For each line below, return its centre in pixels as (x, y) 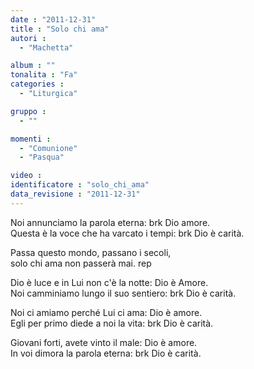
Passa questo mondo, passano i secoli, (91, 252)
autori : (28, 38)
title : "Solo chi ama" (60, 29)
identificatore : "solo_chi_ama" (80, 185)
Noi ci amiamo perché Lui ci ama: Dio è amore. (106, 312)
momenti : (31, 139)
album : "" (33, 66)
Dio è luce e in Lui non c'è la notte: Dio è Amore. (109, 282)
